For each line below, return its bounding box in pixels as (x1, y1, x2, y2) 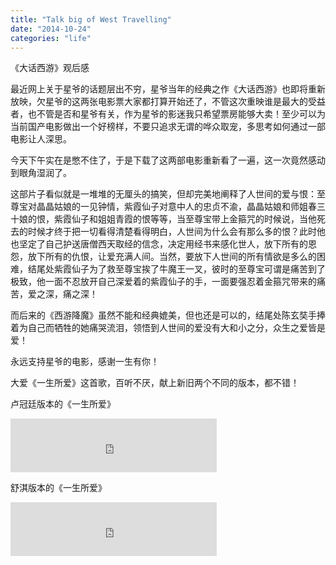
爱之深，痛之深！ (27, 288, 98, 300)
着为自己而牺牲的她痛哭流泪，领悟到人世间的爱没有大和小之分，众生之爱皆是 (10, 322, 326, 334)
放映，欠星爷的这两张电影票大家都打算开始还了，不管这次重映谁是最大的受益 (10, 96, 326, 108)
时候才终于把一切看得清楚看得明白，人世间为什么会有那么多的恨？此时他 (27, 226, 326, 238)
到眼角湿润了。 (10, 167, 72, 179)
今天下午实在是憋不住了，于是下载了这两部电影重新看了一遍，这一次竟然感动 (10, 154, 326, 166)
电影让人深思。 (10, 133, 72, 145)
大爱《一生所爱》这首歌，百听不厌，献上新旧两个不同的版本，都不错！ (10, 377, 300, 389)
